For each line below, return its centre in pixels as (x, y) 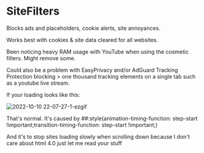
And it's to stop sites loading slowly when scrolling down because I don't (98, 137)
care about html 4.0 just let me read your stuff (64, 143)
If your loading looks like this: (43, 94)
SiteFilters (33, 11)
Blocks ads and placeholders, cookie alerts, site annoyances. (83, 28)
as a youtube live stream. (38, 83)
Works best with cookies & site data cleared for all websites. (82, 40)
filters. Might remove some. (41, 58)
